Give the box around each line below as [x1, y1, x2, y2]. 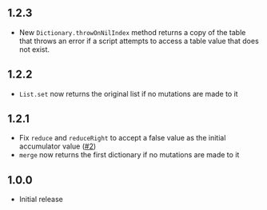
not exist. [18, 44, 50, 54]
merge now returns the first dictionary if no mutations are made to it [18, 150, 240, 160]
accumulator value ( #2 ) [18, 141, 97, 151]
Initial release [18, 195, 63, 204]
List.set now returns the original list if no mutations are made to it [18, 89, 238, 98]
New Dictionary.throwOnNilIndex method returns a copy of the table [18, 27, 246, 37]
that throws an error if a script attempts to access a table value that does [18, 36, 259, 46]
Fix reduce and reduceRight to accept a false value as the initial [18, 133, 226, 143]
